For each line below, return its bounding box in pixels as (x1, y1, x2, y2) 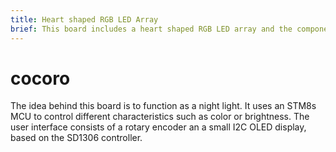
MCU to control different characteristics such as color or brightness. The (10, 111, 310, 123)
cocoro (10, 67, 71, 90)
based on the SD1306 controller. (10, 132, 143, 144)
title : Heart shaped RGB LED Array (10, 14, 159, 25)
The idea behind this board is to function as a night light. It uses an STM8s (10, 100, 317, 112)
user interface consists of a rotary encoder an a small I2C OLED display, (10, 121, 307, 133)
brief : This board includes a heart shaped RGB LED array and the (10, 24, 293, 34)
